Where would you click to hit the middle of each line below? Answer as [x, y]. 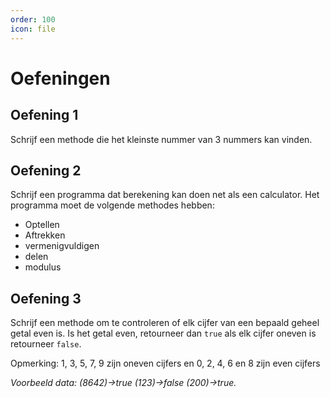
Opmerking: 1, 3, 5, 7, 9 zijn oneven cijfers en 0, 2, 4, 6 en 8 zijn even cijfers [165, 363]
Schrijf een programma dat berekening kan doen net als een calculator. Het [165, 195]
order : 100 [33, 19]
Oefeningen [60, 78]
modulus [43, 267]
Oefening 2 [46, 170]
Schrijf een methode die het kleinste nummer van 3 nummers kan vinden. [161, 139]
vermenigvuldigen [62, 246]
